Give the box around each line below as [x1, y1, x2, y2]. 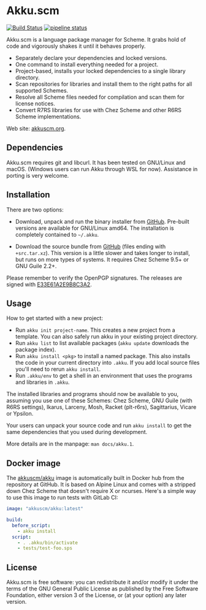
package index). [15, 346, 56, 353]
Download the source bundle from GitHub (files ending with [15, 243, 166, 250]
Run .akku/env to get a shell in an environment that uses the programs [15, 372, 193, 379]
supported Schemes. [15, 86, 69, 94]
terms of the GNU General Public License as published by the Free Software [6, 585, 199, 592]
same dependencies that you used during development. [6, 429, 148, 436]
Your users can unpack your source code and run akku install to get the [6, 422, 192, 429]
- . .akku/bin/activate [17, 539, 78, 546]
